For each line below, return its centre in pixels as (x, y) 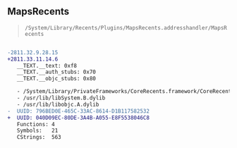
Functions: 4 (36, 124)
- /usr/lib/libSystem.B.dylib (61, 98)
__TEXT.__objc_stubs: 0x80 (56, 79)
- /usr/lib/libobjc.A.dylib (58, 104)
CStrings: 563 (39, 137)
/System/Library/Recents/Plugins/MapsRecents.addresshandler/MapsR (126, 27)
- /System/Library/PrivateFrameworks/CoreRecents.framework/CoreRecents (126, 92)
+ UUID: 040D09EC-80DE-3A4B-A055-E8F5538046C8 (79, 118)
